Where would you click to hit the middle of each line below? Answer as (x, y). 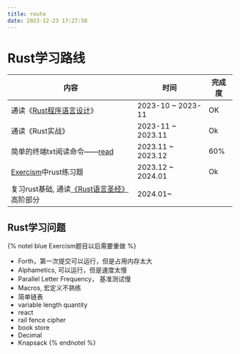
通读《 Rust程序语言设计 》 (54, 111)
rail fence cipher (42, 320)
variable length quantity (52, 305)
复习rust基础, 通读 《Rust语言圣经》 (70, 189)
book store (34, 328)
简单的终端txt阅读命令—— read (62, 152)
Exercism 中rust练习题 (47, 172)
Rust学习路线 (46, 58)
